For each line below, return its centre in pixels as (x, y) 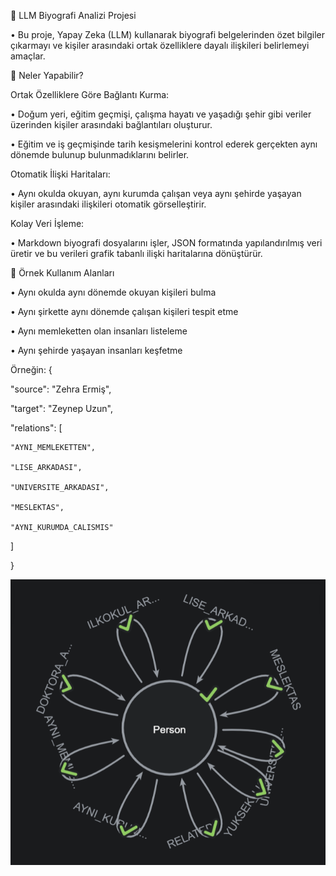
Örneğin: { (31, 369)
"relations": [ (36, 428)
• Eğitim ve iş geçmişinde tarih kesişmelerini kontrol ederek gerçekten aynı (164, 144)
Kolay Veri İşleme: (47, 223)
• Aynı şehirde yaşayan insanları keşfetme (96, 350)
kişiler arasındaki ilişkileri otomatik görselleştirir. (108, 204)
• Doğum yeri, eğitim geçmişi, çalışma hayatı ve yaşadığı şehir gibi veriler (161, 114)
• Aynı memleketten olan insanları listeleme (99, 331)
